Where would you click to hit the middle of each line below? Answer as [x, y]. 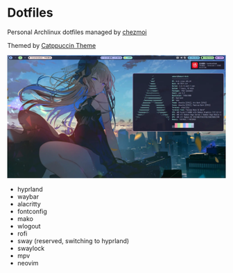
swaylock [31, 249]
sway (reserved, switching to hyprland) [73, 241]
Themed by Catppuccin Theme [52, 45]
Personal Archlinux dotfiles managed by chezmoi [77, 32]
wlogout [29, 226]
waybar [28, 197]
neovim [28, 263]
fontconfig [32, 212]
